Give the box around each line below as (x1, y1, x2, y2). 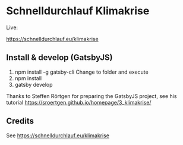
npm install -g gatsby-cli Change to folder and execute (14, 68, 149, 75)
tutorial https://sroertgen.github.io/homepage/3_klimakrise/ (6, 99, 152, 106)
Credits (6, 116, 34, 126)
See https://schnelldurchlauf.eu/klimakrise (6, 132, 110, 139)
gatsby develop (14, 81, 53, 88)
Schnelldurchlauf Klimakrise (6, 4, 150, 18)
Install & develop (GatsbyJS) (6, 52, 113, 63)
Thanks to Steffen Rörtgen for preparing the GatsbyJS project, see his (6, 92, 177, 99)
